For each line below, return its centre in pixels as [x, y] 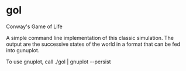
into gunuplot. [23, 50]
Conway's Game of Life [34, 26]
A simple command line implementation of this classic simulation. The [90, 38]
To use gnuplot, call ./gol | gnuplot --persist [58, 62]
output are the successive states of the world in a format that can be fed [93, 44]
